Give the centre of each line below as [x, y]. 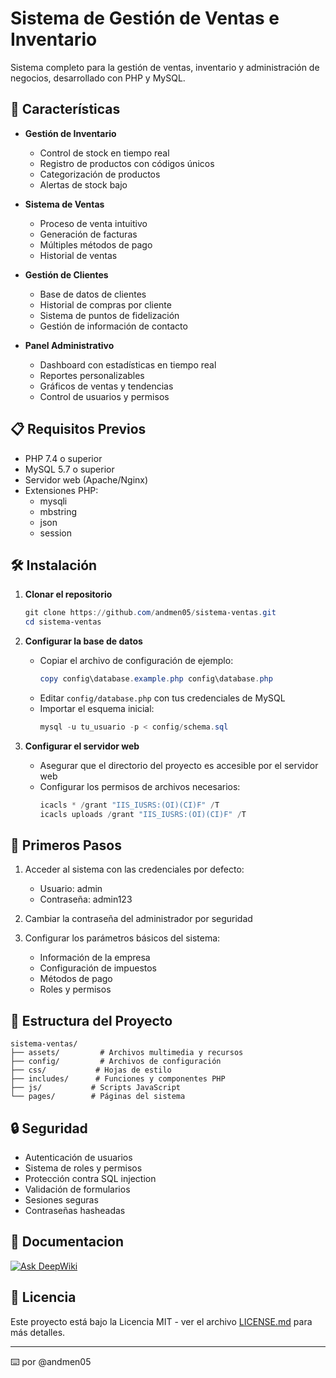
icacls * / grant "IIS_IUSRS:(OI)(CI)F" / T [129, 805]
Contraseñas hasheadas [75, 1211]
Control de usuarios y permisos [104, 396]
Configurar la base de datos [83, 641]
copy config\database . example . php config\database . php [156, 679]
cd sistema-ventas [63, 622]
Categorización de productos [100, 174]
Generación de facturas [88, 234]
